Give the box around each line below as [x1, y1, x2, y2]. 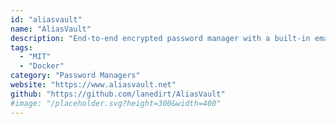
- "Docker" [19, 61, 65, 71]
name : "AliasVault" [10, 24, 92, 34]
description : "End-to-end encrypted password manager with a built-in [10, 33, 311, 43]
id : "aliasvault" [10, 14, 83, 25]
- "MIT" [19, 52, 52, 62]
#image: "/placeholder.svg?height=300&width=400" [10, 98, 222, 108]
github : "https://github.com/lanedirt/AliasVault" [10, 89, 226, 99]
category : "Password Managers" [10, 71, 141, 81]
